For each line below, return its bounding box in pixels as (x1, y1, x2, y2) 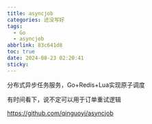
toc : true (7, 49, 36, 55)
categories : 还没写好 (7, 16, 65, 23)
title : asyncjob (7, 10, 53, 17)
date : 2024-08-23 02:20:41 (7, 55, 84, 62)
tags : (7, 23, 23, 29)
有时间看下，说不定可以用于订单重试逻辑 (7, 95, 121, 103)
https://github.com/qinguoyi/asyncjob (7, 109, 114, 117)
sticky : (7, 61, 29, 68)
